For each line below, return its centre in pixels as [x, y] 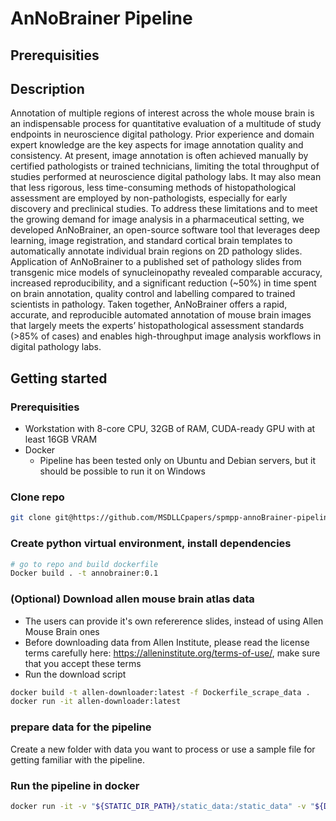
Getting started [59, 378]
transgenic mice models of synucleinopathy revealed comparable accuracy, [166, 273]
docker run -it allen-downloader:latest [96, 702]
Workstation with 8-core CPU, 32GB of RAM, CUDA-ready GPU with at [170, 429]
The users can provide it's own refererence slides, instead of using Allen [174, 621]
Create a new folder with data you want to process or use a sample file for [163, 749]
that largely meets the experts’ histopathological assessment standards [157, 326]
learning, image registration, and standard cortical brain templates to [151, 241]
